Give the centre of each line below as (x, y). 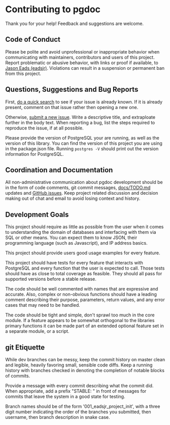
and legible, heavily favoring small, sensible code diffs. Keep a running (79, 365)
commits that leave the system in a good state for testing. (65, 396)
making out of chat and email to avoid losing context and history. (73, 198)
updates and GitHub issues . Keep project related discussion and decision (82, 193)
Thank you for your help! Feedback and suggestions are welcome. (74, 23)
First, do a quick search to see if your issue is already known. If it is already (84, 102)
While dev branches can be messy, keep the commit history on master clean (85, 360)
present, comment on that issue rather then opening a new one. (72, 107)
